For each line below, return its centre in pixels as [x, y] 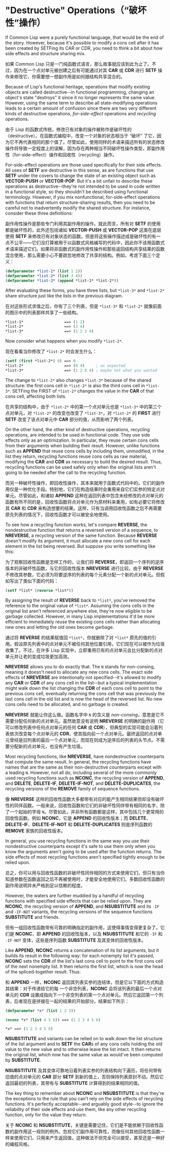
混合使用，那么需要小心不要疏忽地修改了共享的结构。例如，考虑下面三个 [80, 255]
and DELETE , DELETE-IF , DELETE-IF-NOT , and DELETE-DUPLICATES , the [83, 783]
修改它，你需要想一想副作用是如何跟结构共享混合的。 [69, 76]
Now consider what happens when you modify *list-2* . [64, 341]
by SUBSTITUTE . [23, 1060]
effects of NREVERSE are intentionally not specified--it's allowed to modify [83, 677]
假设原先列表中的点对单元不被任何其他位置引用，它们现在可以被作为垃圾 [89, 644]
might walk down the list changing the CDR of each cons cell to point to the [84, 688]
